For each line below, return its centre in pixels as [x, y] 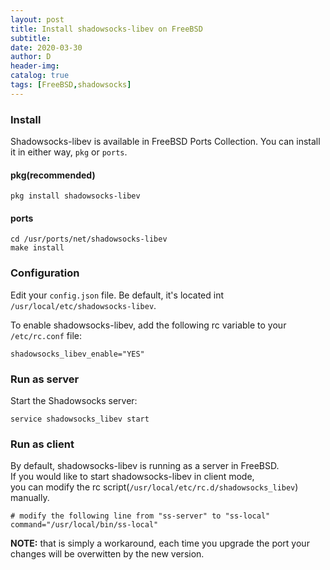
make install [37, 248]
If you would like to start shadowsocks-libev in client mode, [132, 477]
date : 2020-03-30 [46, 47]
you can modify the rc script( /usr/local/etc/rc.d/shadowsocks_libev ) [154, 487]
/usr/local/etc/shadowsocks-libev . [83, 305]
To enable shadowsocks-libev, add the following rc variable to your [148, 325]
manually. [30, 498]
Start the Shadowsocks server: [74, 401]
